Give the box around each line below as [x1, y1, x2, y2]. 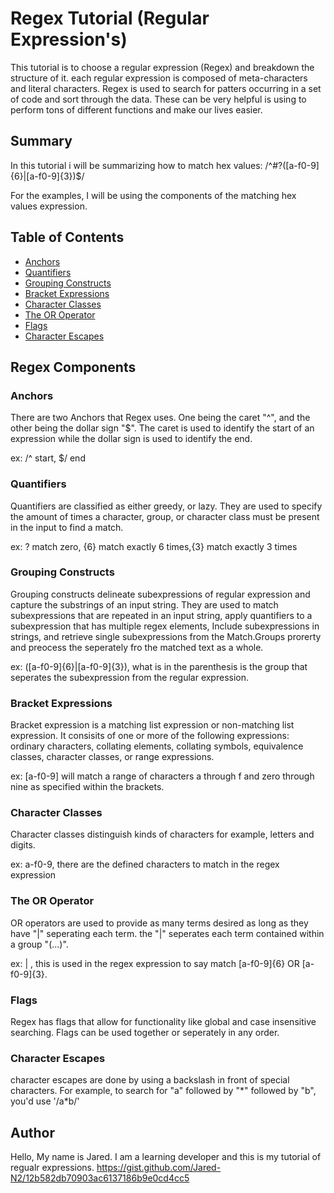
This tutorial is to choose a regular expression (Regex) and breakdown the [10, 61, 315, 73]
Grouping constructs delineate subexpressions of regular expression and [10, 588, 311, 600]
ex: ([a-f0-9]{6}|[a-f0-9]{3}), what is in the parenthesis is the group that [10, 660, 308, 672]
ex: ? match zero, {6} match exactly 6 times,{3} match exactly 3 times [10, 540, 298, 552]
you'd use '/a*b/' [10, 1095, 80, 1107]
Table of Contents [10, 229, 125, 246]
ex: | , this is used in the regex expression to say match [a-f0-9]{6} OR [10, 957, 300, 969]
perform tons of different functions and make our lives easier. [10, 103, 263, 116]
